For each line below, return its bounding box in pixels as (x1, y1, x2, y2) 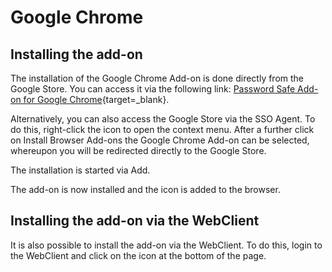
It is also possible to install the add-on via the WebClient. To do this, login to (10, 239, 323, 251)
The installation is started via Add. (10, 164, 151, 176)
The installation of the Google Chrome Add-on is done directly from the (10, 72, 305, 84)
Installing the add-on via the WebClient (10, 212, 260, 230)
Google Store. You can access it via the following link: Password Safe (10, 83, 296, 95)
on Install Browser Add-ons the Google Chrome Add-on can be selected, (10, 134, 310, 146)
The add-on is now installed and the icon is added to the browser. (10, 184, 281, 195)
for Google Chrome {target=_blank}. (23, 94, 170, 105)
